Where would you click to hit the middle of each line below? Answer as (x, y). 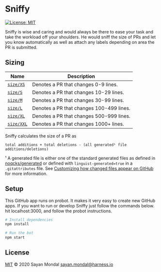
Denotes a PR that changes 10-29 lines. (78, 92)
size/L (15, 108)
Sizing (15, 62)
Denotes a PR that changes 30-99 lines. (78, 100)
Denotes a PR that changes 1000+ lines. (78, 124)
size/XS (16, 84)
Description (81, 76)
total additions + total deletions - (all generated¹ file (66, 145)
